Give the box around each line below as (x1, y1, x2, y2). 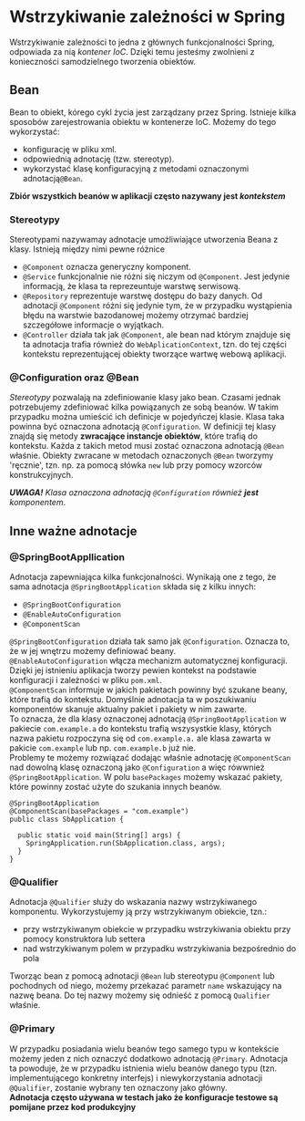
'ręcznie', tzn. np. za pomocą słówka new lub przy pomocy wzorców (9, 460, 263, 471)
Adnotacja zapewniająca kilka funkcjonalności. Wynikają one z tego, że (9, 572, 277, 583)
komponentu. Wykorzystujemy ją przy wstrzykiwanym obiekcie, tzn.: (9, 906, 268, 918)
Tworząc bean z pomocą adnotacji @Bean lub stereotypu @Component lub (9, 970, 275, 981)
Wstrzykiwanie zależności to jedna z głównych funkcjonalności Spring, (9, 36, 275, 47)
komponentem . (9, 497, 66, 508)
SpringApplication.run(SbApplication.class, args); (25, 839, 226, 848)
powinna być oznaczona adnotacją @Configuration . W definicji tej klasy (9, 421, 277, 432)
